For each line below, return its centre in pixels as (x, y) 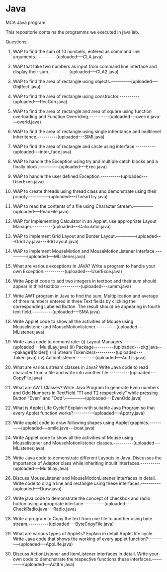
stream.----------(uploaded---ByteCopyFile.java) (63, 524)
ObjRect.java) (27, 86)
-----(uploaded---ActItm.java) (43, 564)
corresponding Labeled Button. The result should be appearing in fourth (86, 306)
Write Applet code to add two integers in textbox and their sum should (85, 281)
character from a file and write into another (57, 372)
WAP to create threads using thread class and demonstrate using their (85, 191)
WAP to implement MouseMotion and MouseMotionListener (74, 251)
